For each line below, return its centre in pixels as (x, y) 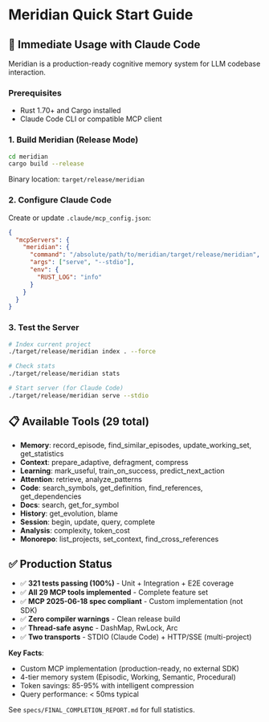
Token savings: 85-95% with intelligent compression (107, 686)
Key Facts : (26, 653)
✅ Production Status (60, 564)
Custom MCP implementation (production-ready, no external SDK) (129, 669)
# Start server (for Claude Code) (66, 388)
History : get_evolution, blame (69, 513)
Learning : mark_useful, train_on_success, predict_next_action (122, 471)
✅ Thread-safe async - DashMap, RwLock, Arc (99, 628)
